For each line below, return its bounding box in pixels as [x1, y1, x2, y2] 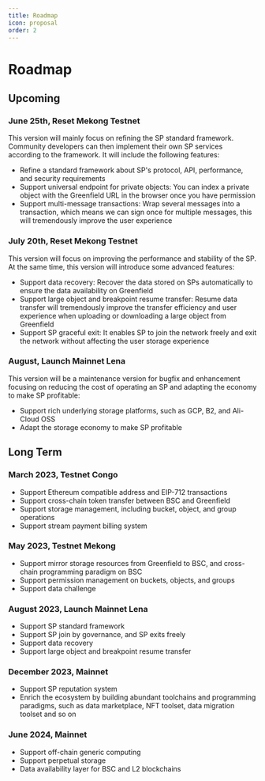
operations [19, 512, 55, 522]
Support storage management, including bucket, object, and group [19, 504, 237, 514]
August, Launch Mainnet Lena [8, 356, 126, 367]
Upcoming [8, 92, 61, 105]
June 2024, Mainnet [8, 729, 88, 740]
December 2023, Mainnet [8, 666, 109, 677]
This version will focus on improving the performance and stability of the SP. [8, 254, 257, 263]
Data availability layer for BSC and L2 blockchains [19, 764, 181, 773]
